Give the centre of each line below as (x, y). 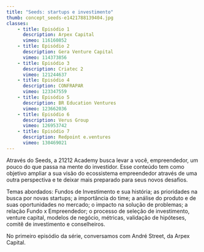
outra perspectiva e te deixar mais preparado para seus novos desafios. (97, 180)
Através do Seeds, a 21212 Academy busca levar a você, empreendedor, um (102, 160)
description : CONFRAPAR (53, 86)
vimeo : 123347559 (45, 92)
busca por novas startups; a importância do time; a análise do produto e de (101, 198)
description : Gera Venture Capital (68, 52)
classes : (17, 23)
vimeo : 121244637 (45, 75)
